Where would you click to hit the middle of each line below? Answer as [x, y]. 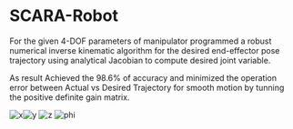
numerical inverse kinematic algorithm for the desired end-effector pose [145, 50]
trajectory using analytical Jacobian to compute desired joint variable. [140, 60]
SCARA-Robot [64, 16]
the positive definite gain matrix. [70, 97]
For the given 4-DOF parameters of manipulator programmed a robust [141, 41]
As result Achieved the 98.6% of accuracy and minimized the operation [143, 77]
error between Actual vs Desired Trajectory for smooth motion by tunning [147, 87]
